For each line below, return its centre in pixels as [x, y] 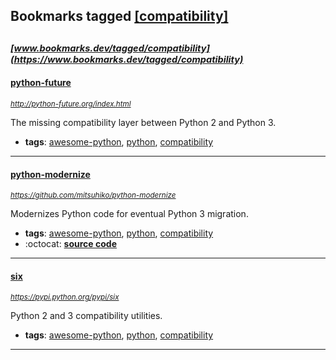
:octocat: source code [70, 244]
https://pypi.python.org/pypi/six [65, 297]
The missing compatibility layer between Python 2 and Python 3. [143, 122]
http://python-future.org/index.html [71, 104]
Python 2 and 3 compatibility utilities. [86, 316]
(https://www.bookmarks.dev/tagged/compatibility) [127, 59]
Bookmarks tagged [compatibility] [119, 16]
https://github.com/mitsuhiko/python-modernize [93, 195]
